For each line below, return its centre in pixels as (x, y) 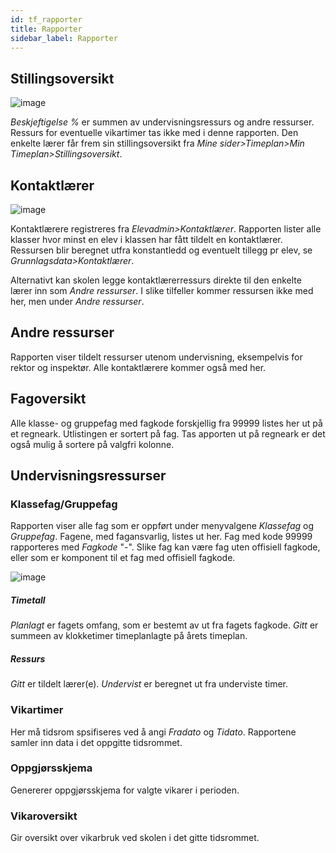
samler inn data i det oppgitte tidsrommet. (96, 742)
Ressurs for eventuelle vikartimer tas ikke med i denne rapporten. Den (154, 133)
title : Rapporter (46, 29)
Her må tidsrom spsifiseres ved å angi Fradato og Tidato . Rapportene (153, 732)
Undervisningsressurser (88, 476)
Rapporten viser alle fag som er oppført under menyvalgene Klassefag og (162, 526)
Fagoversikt (48, 399)
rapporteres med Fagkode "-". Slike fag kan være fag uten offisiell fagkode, (165, 547)
